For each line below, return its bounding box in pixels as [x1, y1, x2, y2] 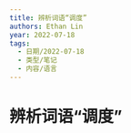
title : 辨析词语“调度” [9, 13, 87, 23]
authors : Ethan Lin [9, 22, 84, 31]
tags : [9, 38, 30, 48]
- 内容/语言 [17, 65, 57, 74]
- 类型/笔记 [17, 56, 57, 65]
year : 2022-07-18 [9, 30, 76, 39]
